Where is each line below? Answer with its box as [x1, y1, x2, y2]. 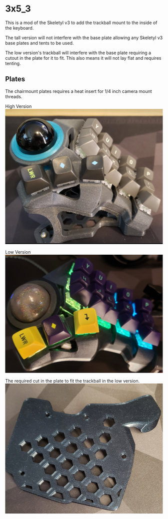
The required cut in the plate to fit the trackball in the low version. [5, 378, 140, 384]
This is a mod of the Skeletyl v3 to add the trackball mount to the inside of [5, 20, 157, 26]
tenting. [5, 60, 21, 66]
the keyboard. [5, 25, 34, 31]
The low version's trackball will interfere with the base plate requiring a [5, 50, 151, 56]
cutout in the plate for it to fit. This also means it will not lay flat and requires [5, 55, 161, 61]
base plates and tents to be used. [5, 40, 74, 46]
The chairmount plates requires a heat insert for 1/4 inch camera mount [5, 88, 152, 94]
